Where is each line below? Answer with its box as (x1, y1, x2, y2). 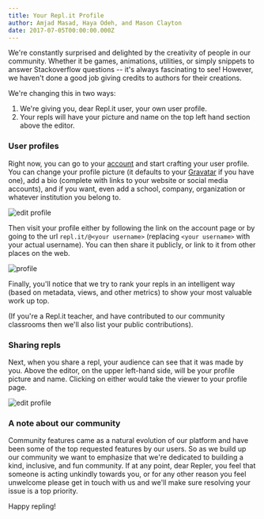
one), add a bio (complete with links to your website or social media (8, 175, 228, 185)
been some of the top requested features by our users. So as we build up (8, 445, 247, 454)
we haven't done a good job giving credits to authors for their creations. (8, 73, 243, 83)
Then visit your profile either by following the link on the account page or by (8, 223, 255, 232)
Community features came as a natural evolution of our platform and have (8, 436, 249, 445)
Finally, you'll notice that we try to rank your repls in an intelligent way (8, 279, 236, 288)
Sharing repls (8, 339, 61, 350)
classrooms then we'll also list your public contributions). (8, 319, 194, 329)
